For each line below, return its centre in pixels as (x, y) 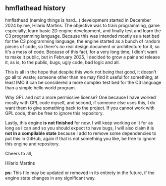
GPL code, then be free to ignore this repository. (55, 113)
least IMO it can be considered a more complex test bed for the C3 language (83, 82)
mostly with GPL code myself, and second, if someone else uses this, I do (80, 102)
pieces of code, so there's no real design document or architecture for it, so (83, 46)
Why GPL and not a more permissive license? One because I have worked (81, 97)
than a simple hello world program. (41, 88)
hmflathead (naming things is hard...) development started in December (78, 20)
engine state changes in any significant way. (50, 178)
